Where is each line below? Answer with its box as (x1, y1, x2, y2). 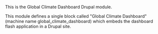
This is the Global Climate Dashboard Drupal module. (5, 4, 112, 10)
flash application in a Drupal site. (5, 23, 71, 29)
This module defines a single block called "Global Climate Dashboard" (5, 13, 147, 19)
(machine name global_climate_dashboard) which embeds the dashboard (5, 19, 154, 24)
